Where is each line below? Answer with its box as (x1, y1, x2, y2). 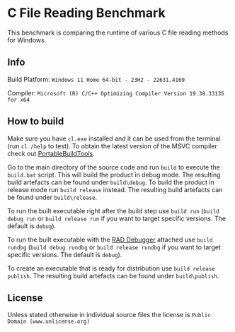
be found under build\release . (7, 193, 98, 201)
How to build (7, 115, 64, 128)
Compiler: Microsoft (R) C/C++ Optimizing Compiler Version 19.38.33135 (7, 88, 225, 97)
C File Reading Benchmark (7, 5, 166, 21)
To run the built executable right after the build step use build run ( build (7, 206, 219, 215)
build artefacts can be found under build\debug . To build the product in (7, 178, 214, 186)
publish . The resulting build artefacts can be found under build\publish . (7, 271, 219, 280)
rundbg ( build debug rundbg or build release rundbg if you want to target (7, 242, 222, 251)
